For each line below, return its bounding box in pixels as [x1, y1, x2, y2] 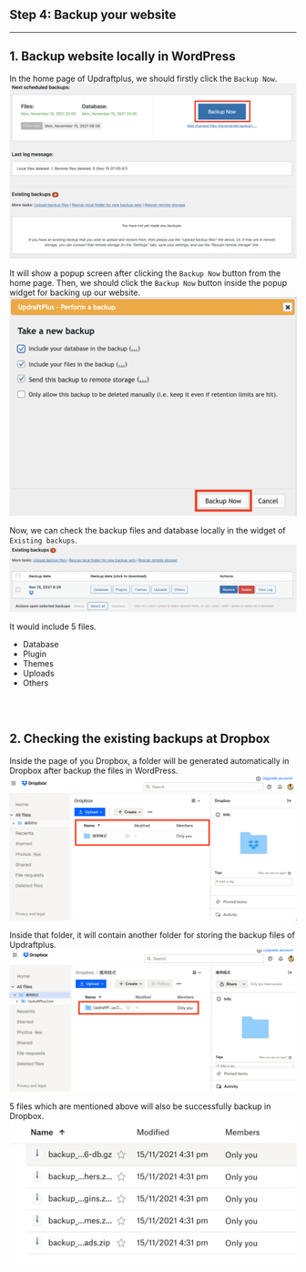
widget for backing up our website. [9, 287, 141, 298]
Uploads [22, 667, 55, 678]
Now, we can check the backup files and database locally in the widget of [9, 525, 287, 536]
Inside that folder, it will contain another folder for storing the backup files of [9, 930, 296, 941]
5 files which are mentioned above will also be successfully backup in [9, 1101, 271, 1112]
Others [22, 677, 49, 688]
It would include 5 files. [9, 621, 97, 632]
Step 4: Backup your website [9, 7, 177, 23]
